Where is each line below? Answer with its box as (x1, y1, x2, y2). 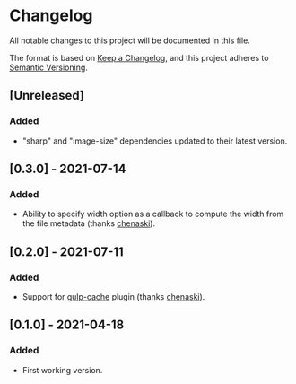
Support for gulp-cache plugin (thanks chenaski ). (22, 292, 205, 301)
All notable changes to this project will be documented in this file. (9, 35, 251, 46)
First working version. (22, 364, 103, 375)
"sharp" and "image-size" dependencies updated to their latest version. (22, 135, 288, 146)
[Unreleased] (9, 88, 85, 103)
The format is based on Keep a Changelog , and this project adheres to (9, 52, 269, 63)
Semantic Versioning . (9, 62, 88, 73)
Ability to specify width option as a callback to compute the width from (22, 208, 284, 220)
